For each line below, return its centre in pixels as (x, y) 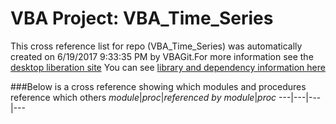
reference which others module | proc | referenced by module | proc (143, 97)
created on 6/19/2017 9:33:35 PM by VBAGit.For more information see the (162, 56)
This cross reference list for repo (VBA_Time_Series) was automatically (156, 46)
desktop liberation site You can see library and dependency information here (168, 67)
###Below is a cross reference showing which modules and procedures (158, 86)
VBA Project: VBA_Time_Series (142, 18)
